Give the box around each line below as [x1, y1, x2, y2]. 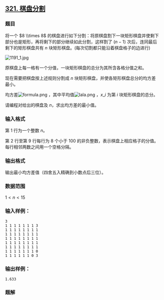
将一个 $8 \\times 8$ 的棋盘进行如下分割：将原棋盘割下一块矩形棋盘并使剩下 [5, 32, 159, 38]
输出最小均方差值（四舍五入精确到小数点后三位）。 [5, 169, 106, 175]
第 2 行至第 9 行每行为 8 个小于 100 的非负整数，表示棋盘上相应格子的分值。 [5, 138, 159, 143]
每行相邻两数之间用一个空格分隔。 [5, 144, 74, 150]
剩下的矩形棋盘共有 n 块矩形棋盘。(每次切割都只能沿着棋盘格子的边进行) [5, 45, 151, 50]
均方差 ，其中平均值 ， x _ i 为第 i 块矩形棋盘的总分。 [5, 92, 158, 97]
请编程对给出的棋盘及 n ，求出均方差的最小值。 [5, 102, 99, 108]
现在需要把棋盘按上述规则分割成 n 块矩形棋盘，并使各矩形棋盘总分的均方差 [5, 75, 156, 81]
